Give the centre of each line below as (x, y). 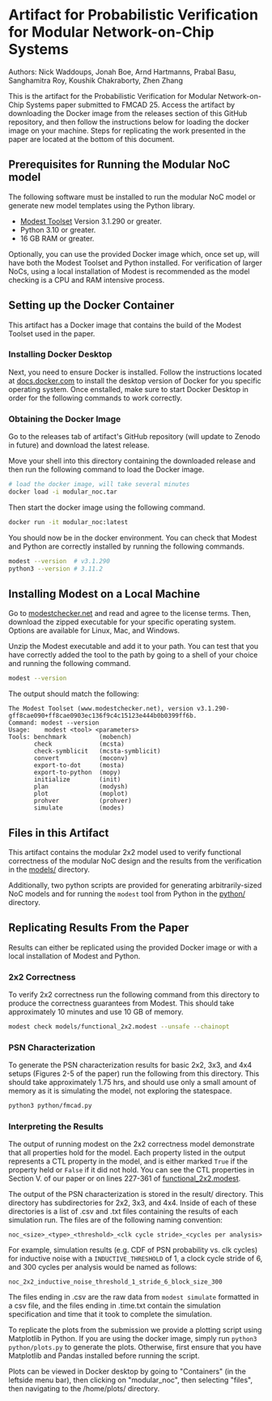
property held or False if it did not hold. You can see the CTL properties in (132, 1170)
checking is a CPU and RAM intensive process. (87, 280)
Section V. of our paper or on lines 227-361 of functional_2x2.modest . (125, 1179)
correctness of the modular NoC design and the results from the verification (135, 861)
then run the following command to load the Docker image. (106, 470)
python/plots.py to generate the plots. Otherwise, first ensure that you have (135, 1348)
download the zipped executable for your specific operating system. (122, 622)
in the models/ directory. (49, 869)
